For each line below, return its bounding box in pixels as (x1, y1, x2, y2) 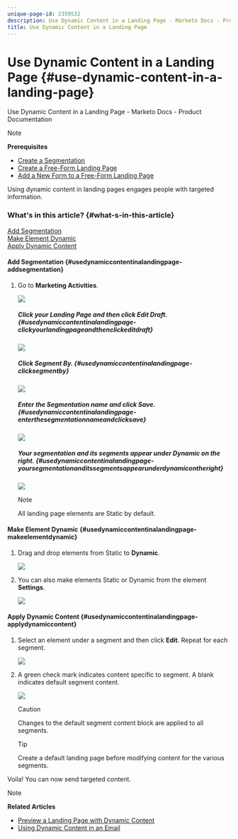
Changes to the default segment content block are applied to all (17, 719, 204, 727)
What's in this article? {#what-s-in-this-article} (7, 210, 175, 220)
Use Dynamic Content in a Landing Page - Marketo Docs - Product (7, 108, 202, 116)
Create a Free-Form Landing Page (17, 164, 118, 172)
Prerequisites (7, 142, 48, 151)
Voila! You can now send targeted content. (7, 775, 131, 784)
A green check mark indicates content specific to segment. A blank (17, 670, 215, 679)
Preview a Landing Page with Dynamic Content (17, 816, 155, 825)
